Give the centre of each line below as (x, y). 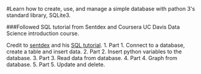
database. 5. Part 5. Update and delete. (56, 64)
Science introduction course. (43, 33)
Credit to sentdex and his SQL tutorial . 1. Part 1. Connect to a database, (96, 45)
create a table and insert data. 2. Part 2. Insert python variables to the (94, 52)
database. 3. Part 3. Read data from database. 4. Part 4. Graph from (92, 58)
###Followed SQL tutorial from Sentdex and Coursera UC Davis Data (93, 27)
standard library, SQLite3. (39, 15)
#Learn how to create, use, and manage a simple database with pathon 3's (101, 9)
